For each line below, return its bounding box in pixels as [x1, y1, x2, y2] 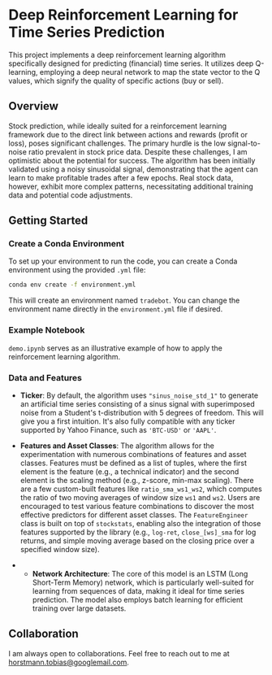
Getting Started [8, 214, 89, 228]
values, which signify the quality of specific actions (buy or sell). [8, 76, 224, 85]
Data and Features [8, 372, 83, 383]
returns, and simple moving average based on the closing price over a [19, 535, 255, 546]
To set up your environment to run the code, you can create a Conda [8, 256, 238, 266]
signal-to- [227, 138, 261, 148]
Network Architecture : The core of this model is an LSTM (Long [32, 568, 248, 578]
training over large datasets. [32, 603, 127, 613]
